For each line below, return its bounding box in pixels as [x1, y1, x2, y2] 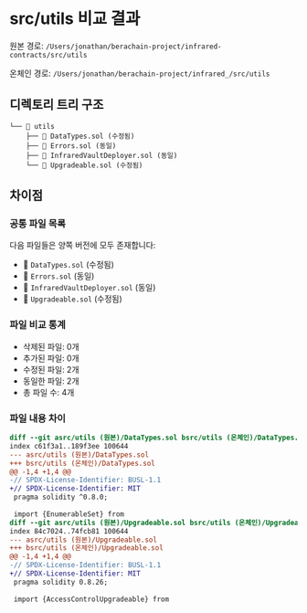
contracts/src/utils [9, 50, 89, 59]
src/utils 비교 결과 [9, 8, 141, 29]
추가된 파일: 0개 [22, 353, 79, 364]
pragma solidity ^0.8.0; [13, 492, 108, 502]
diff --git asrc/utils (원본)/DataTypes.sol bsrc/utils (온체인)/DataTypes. [9, 433, 299, 443]
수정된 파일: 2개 [22, 364, 79, 375]
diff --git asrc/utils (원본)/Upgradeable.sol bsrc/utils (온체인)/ [9, 518, 267, 527]
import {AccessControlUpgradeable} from [13, 595, 170, 604]
